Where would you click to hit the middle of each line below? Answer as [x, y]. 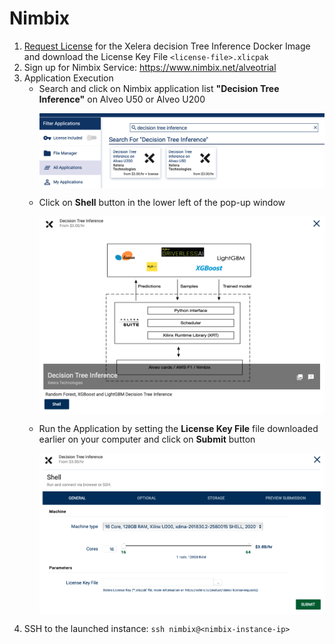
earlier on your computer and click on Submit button [147, 439]
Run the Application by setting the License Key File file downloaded [178, 428]
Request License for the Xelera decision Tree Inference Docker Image [167, 46]
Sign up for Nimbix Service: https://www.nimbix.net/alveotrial [150, 67]
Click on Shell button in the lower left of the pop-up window [162, 202]
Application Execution [68, 78]
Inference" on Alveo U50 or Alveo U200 [122, 99]
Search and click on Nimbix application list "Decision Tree [159, 88]
